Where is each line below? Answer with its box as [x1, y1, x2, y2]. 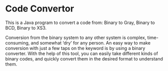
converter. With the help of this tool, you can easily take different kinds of [5, 50, 158, 56]
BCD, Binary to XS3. [5, 24, 47, 30]
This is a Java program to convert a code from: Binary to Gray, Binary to [5, 19, 155, 25]
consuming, [5, 39, 30, 45]
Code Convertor [5, 3, 74, 14]
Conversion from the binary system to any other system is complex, [5, 34, 147, 40]
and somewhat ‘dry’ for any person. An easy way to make [30, 39, 151, 45]
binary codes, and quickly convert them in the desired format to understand [5, 55, 163, 61]
